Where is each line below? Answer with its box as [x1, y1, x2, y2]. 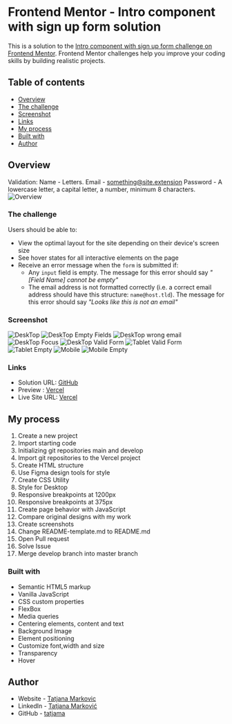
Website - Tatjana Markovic [17, 694, 96, 703]
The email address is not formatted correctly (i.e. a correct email [28, 283, 212, 291]
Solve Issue [17, 542, 51, 551]
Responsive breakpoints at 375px [17, 498, 113, 506]
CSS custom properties [17, 597, 85, 606]
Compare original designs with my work [17, 513, 131, 521]
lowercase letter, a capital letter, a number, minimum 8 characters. [8, 185, 196, 193]
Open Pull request [17, 535, 70, 543]
